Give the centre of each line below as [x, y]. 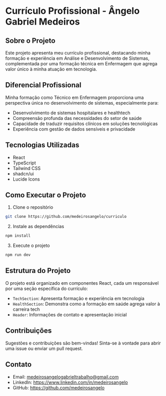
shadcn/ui [23, 174]
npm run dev [18, 255]
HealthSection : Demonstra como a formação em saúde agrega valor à [86, 304]
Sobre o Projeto [30, 41]
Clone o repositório [33, 207]
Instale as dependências [38, 227]
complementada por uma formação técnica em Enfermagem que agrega [81, 64]
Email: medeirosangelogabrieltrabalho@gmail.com [66, 377]
